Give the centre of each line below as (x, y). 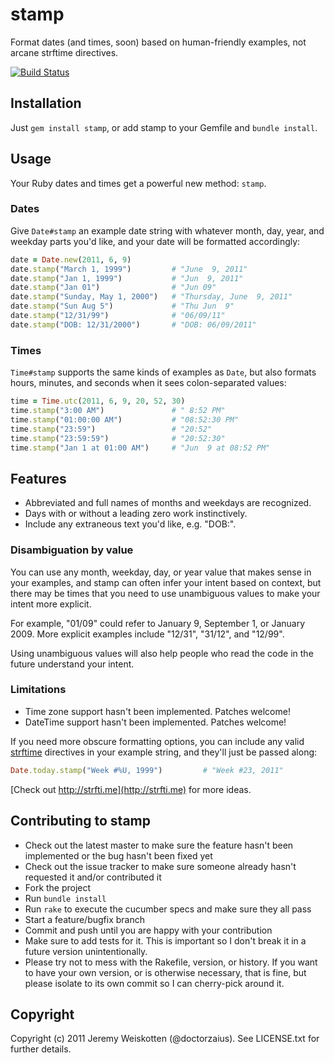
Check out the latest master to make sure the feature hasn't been (159, 845)
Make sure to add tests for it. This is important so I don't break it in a (165, 940)
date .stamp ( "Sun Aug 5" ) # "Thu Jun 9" (122, 306)
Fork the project (58, 887)
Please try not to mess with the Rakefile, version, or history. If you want (171, 962)
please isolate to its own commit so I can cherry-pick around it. (154, 983)
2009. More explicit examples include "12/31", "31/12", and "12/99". (147, 634)
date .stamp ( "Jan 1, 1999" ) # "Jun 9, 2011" (127, 278)
